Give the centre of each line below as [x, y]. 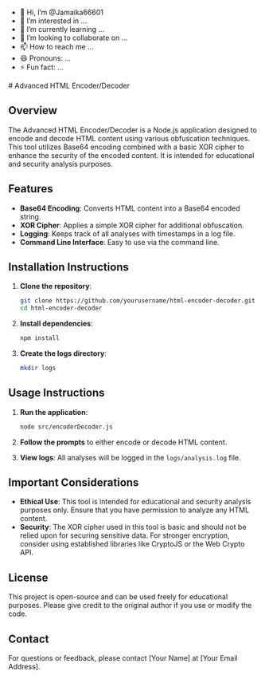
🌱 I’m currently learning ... [62, 29]
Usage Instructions [57, 393]
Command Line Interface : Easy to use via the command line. [120, 242]
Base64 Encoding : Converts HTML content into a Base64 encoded [130, 208]
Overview [33, 111]
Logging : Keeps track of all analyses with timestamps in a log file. [127, 233]
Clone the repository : [56, 286]
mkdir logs [38, 368]
